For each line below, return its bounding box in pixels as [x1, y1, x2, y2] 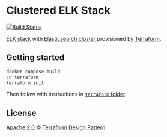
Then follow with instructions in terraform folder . [6, 91, 127, 98]
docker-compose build [6, 68, 61, 75]
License [6, 108, 37, 118]
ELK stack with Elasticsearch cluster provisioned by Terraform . [6, 35, 162, 42]
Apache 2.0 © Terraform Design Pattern [6, 124, 106, 131]
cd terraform [6, 74, 39, 80]
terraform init [6, 79, 44, 86]
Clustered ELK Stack [6, 4, 111, 17]
